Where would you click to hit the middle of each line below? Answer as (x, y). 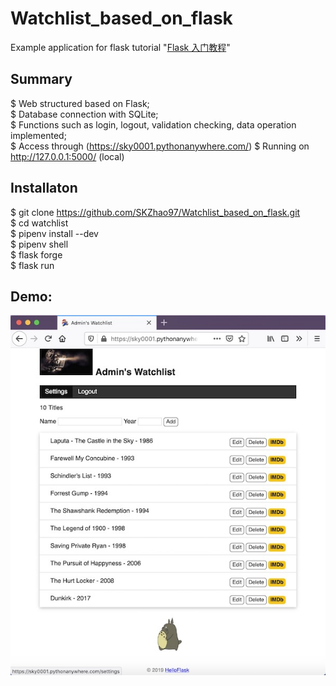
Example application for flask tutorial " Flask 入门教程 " (120, 47)
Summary (41, 79)
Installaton (44, 188)
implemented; (38, 135)
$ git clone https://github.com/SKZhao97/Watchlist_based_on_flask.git (155, 212)
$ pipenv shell (39, 244)
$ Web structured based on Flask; (80, 103)
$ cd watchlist (39, 223)
